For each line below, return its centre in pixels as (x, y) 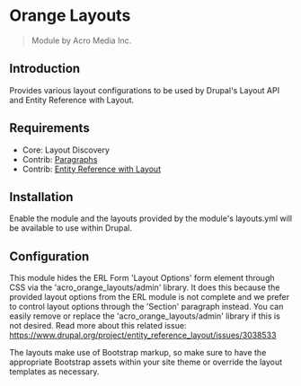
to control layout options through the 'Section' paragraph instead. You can (146, 307)
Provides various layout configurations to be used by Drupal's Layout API (145, 90)
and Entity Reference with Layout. (72, 100)
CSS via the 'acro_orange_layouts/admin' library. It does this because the (145, 287)
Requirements (49, 128)
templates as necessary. (54, 372)
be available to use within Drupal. (71, 228)
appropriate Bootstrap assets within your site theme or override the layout (146, 362)
